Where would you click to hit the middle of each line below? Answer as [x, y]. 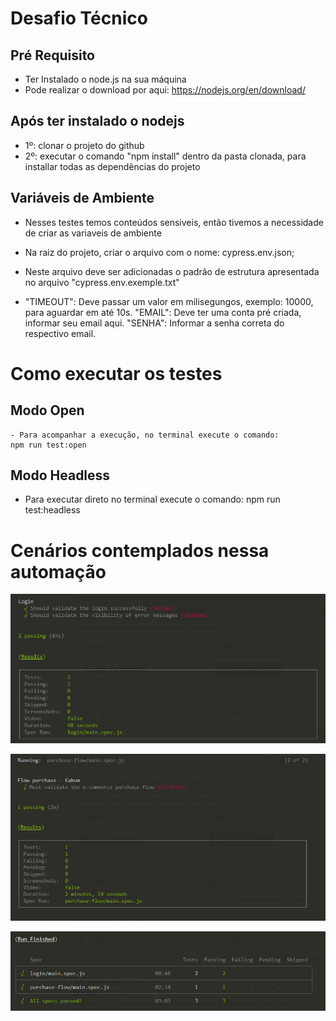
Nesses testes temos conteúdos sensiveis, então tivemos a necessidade [174, 222]
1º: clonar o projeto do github [84, 145]
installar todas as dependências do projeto [112, 166]
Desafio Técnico [79, 18]
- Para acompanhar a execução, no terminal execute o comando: [145, 435]
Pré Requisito [52, 55]
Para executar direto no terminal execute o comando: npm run [152, 499]
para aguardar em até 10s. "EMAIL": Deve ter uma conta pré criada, [163, 312]
